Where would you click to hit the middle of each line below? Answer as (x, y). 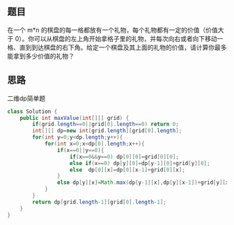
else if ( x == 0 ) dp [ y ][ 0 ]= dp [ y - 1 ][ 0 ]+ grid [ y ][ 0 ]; (140, 163)
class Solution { (32, 111)
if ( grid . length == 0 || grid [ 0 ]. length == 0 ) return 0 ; (106, 124)
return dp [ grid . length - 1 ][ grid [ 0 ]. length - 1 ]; (100, 202)
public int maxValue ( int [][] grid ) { (75, 118)
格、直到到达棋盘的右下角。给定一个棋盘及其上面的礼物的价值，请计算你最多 (117, 47)
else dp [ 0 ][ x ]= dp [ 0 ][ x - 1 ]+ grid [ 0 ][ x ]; (127, 170)
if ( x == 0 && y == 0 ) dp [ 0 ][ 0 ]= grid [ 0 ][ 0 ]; (124, 157)
